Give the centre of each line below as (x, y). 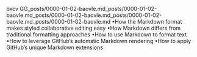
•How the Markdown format (147, 22)
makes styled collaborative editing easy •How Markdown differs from (94, 28)
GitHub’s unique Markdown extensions (55, 47)
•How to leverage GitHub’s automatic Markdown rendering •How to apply (99, 41)
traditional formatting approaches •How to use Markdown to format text (97, 35)
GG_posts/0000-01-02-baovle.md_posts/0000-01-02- (88, 9)
